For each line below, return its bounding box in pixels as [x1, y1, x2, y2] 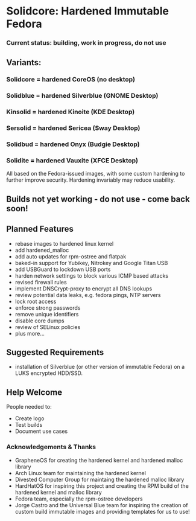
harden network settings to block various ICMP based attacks [14, 272, 169, 279]
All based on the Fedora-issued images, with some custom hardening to [6, 170, 185, 177]
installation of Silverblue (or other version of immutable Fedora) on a [14, 363, 185, 371]
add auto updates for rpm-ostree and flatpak [14, 252, 127, 260]
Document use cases [14, 427, 68, 435]
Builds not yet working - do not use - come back [6, 194, 190, 204]
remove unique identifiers [14, 310, 79, 318]
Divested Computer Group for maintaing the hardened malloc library [14, 476, 185, 483]
